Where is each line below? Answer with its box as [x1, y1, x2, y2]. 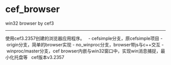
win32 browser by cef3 [5, 20, 54, 26]
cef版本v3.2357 [31, 54, 65, 60]
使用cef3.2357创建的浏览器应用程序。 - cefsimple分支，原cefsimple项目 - [5, 35, 163, 41]
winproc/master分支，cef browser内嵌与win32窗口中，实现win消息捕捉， [6, 48, 161, 54]
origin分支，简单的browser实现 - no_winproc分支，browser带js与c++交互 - [6, 41, 164, 47]
